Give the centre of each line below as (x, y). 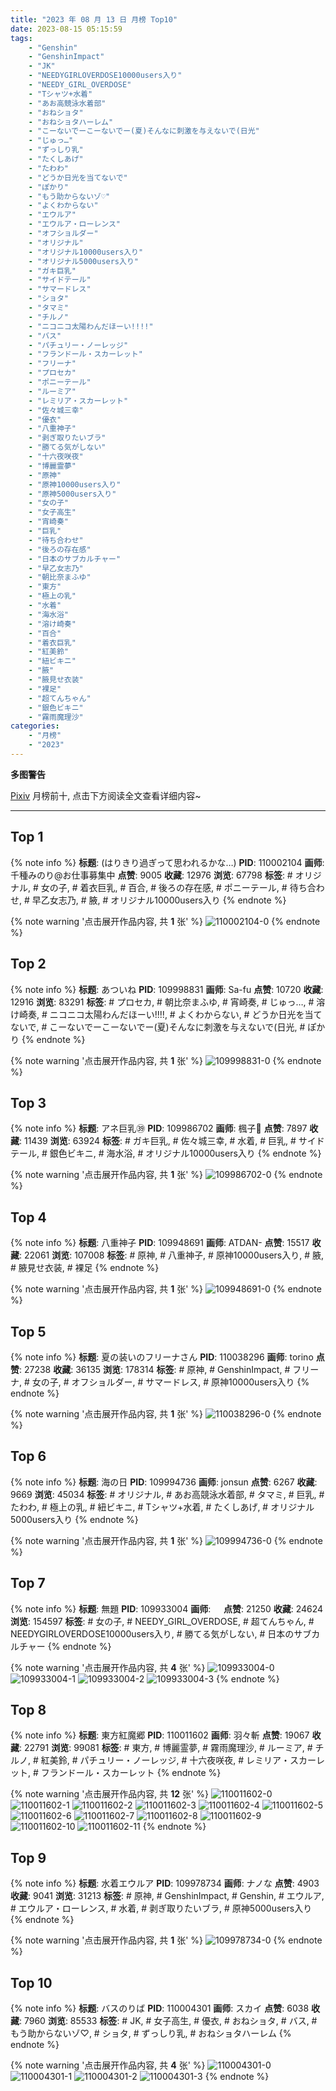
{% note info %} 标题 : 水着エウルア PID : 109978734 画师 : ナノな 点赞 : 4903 (165, 1883)
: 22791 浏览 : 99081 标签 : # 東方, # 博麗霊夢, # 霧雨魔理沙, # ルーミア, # (166, 1748)
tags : (21, 38)
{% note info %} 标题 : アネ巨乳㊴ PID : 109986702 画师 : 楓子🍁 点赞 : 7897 (159, 1128)
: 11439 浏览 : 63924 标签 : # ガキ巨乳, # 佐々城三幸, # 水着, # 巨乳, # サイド (172, 1141)
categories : (35, 726)
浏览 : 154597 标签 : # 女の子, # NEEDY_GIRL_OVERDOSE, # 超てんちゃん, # (162, 1621)
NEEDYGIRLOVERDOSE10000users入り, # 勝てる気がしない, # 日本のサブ (161, 1633)
